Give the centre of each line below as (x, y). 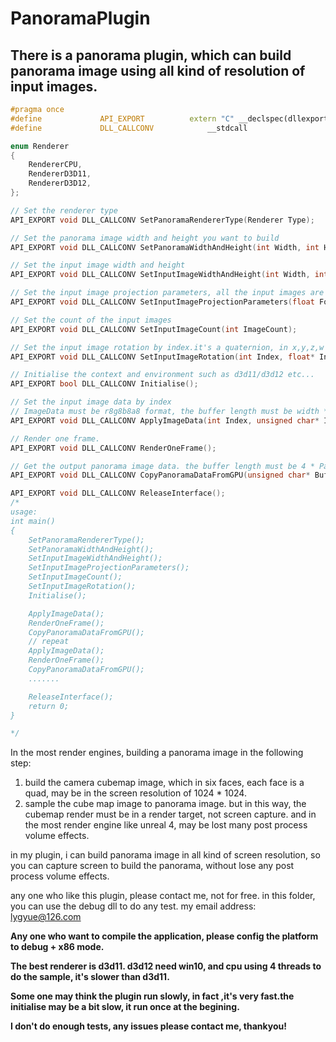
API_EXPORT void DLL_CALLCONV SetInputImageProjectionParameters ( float (162, 302)
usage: (24, 512)
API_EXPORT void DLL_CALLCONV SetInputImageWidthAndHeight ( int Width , (160, 275)
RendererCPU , (55, 165)
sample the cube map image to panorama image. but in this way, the (165, 804)
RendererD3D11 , (60, 174)
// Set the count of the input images (91, 320)
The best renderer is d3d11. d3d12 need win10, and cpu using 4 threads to (166, 966)
